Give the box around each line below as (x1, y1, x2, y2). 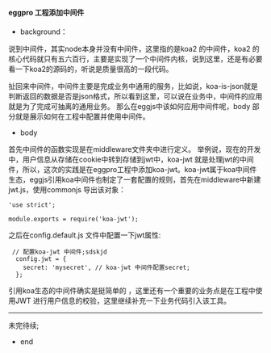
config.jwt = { (15, 255, 67, 263)
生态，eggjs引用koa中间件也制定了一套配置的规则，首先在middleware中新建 (8, 174, 261, 185)
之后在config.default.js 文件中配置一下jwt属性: (8, 230, 161, 240)
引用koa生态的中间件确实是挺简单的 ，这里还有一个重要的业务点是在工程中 (8, 286, 256, 296)
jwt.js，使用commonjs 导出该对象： (8, 185, 127, 195)
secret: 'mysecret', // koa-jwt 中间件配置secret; (23, 263, 191, 272)
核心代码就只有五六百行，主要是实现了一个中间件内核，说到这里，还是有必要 (8, 54, 263, 64)
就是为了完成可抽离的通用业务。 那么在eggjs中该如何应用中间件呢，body (8, 102, 251, 111)
